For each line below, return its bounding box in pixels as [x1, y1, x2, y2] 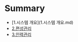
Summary [4, 3, 45, 14]
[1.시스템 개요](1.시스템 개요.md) [11, 19, 74, 25]
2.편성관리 [11, 25, 32, 31]
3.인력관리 [11, 31, 32, 37]
